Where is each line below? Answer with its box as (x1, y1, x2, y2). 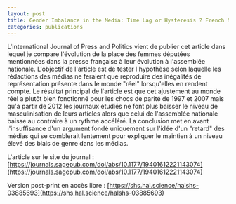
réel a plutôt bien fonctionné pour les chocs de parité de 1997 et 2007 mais (7, 95, 225, 103)
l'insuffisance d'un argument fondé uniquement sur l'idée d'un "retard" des (7, 124, 225, 133)
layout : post (7, 10, 46, 18)
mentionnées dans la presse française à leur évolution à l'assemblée (7, 57, 206, 66)
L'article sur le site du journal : (7, 153, 95, 161)
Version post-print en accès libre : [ (7, 182, 110, 190)
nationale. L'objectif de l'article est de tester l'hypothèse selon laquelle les (7, 64, 221, 74)
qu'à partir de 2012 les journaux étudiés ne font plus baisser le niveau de (7, 102, 218, 111)
